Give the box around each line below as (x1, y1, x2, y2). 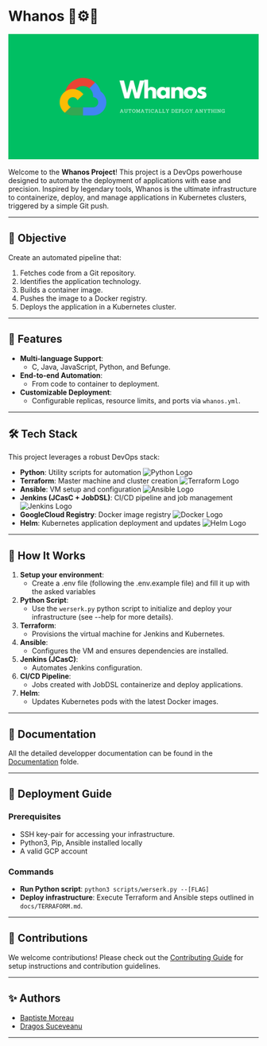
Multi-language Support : (19, 353, 104, 363)
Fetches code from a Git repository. (19, 268, 137, 278)
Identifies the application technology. (19, 276, 141, 286)
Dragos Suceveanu (19, 1021, 83, 1031)
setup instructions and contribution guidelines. (8, 961, 161, 970)
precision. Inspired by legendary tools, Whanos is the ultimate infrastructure (8, 184, 257, 193)
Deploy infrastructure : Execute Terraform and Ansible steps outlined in (19, 892, 254, 902)
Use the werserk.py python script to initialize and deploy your (31, 604, 232, 613)
